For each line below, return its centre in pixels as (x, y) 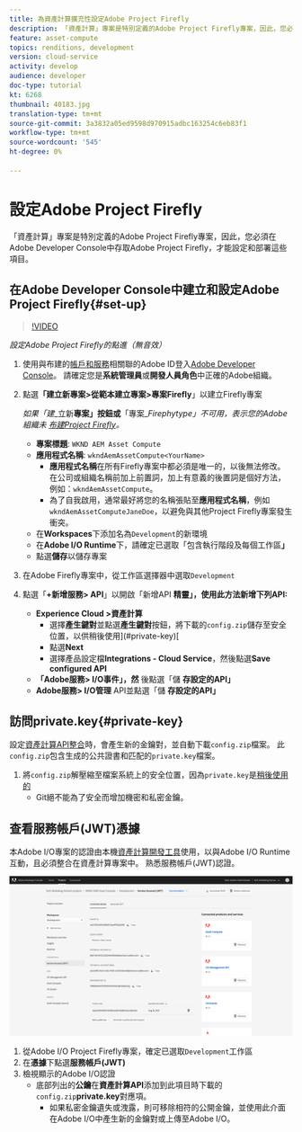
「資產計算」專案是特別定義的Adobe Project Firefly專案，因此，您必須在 (143, 236)
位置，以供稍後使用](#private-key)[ (114, 636)
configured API (78, 668)
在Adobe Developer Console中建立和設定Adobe (145, 290)
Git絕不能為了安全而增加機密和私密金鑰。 (112, 798)
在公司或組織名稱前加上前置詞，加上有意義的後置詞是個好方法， (167, 477)
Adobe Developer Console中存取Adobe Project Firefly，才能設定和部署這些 (148, 247)
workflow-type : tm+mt (50, 133)
